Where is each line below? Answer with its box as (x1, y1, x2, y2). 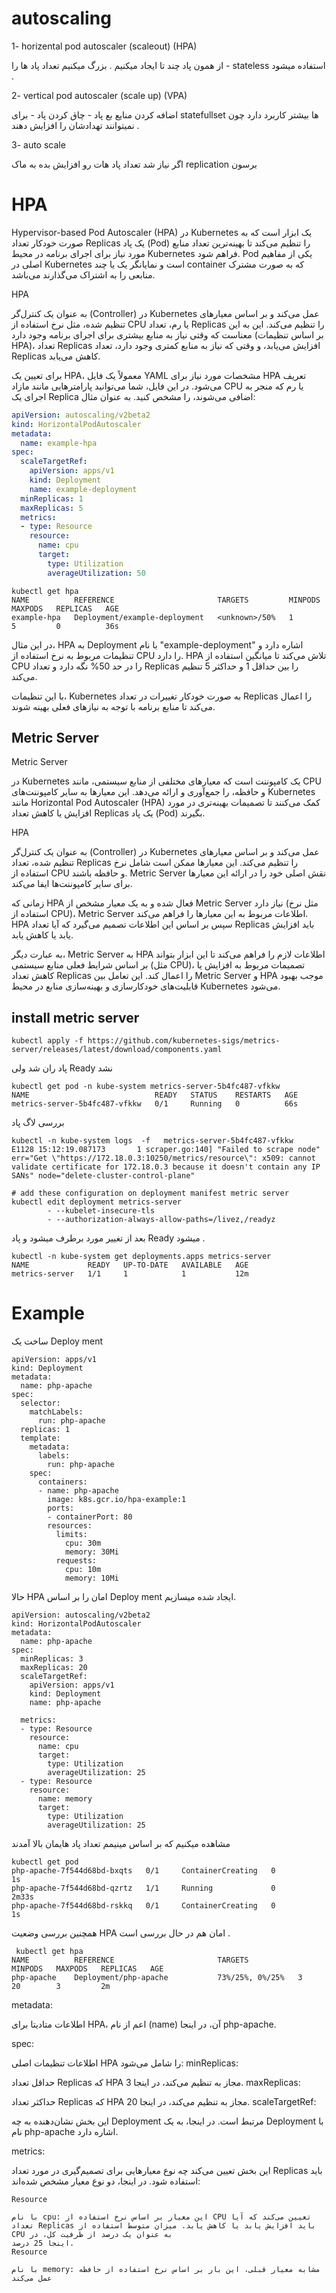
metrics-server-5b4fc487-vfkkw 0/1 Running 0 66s (11, 1099, 299, 1109)
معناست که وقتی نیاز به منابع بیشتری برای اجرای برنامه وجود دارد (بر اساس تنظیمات (11, 328, 324, 341)
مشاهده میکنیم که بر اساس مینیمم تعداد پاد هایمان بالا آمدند (11, 1838, 231, 1850)
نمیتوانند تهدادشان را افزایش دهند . (11, 119, 140, 131)
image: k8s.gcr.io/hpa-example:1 (47, 1495, 187, 1505)
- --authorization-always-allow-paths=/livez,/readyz (47, 1215, 276, 1225)
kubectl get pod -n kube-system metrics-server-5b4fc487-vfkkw (11, 1082, 281, 1092)
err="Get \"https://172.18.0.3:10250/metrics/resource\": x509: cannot (11, 1153, 316, 1164)
